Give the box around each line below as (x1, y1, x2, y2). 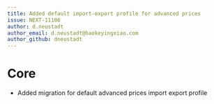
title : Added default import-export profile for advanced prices (7, 10, 201, 17)
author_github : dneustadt (7, 36, 82, 43)
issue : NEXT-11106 (7, 17, 61, 24)
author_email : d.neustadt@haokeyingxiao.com (7, 29, 139, 37)
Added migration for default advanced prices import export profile (17, 89, 208, 97)
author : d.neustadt (7, 23, 64, 30)
